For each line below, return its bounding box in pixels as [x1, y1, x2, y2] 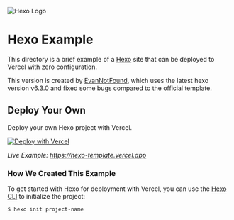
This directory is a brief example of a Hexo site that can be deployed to [7, 55, 215, 63]
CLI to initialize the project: [7, 192, 86, 201]
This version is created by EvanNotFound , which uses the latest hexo [7, 76, 209, 84]
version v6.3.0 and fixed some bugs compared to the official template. [7, 84, 213, 92]
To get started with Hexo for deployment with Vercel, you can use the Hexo [7, 185, 227, 193]
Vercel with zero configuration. [7, 62, 98, 71]
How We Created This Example [7, 168, 116, 178]
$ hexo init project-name [7, 206, 84, 213]
